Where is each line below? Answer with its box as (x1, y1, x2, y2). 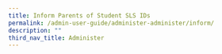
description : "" (8, 26, 62, 34)
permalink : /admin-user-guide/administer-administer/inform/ (8, 19, 215, 27)
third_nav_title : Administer (8, 33, 105, 42)
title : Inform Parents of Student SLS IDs (8, 11, 151, 20)
